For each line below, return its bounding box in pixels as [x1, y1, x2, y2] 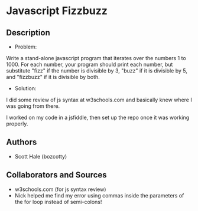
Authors [6, 137, 37, 147]
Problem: [14, 43, 37, 50]
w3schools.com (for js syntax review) [14, 186, 106, 193]
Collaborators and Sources [6, 170, 108, 180]
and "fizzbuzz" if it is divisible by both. [6, 74, 100, 80]
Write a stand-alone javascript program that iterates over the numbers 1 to [6, 55, 186, 61]
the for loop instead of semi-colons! [14, 198, 102, 205]
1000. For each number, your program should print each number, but [6, 61, 173, 68]
